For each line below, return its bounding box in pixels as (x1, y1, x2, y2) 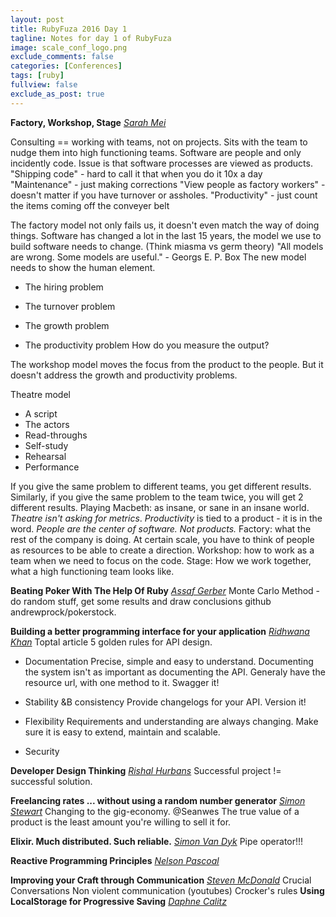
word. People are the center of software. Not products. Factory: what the (10, 522, 312, 535)
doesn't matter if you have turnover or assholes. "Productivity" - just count (10, 189, 318, 201)
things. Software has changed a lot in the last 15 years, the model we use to (10, 229, 322, 241)
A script (24, 407, 58, 420)
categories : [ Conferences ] (10, 61, 123, 71)
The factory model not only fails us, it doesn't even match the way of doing (10, 219, 320, 231)
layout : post (10, 14, 65, 25)
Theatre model (10, 388, 71, 400)
